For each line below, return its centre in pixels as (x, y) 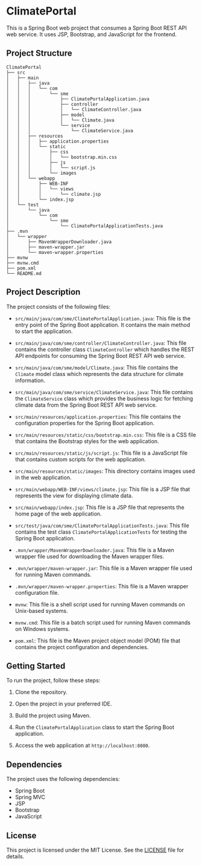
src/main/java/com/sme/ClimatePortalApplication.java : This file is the (103, 318)
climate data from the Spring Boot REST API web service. (86, 405)
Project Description (43, 292)
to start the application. (44, 331)
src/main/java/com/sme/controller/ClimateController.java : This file (101, 343)
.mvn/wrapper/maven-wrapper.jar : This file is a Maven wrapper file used (103, 568)
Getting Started (36, 666)
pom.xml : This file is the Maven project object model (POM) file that (98, 640)
